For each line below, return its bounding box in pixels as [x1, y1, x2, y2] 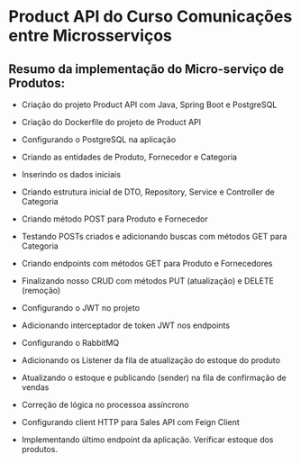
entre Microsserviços [8, 25, 173, 46]
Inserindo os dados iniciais [21, 169, 121, 179]
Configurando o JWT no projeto [21, 303, 141, 313]
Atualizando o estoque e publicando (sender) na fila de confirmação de [21, 372, 287, 383]
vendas [21, 382, 50, 393]
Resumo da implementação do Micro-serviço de [8, 61, 285, 77]
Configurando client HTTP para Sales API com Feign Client [21, 417, 240, 427]
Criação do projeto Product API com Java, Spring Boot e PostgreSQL [21, 99, 278, 110]
